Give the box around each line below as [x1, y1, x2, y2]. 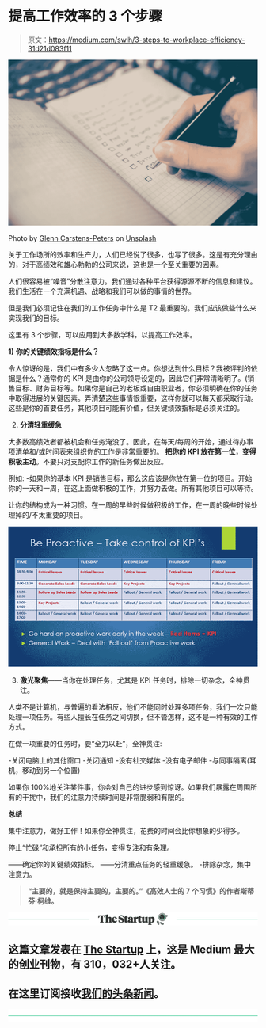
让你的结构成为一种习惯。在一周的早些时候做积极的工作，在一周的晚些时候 [8, 501, 251, 510]
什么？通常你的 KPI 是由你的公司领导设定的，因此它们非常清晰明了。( [21, 374, 248, 383]
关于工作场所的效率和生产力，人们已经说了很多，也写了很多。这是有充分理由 [8, 250, 258, 260]
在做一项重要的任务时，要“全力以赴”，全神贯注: [8, 739, 162, 748]
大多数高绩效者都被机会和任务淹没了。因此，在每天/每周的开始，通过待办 [8, 437, 247, 447]
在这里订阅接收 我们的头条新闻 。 [8, 987, 165, 1000]
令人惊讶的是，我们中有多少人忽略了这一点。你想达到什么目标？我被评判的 [8, 364, 251, 373]
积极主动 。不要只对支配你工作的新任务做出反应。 [8, 457, 168, 466]
